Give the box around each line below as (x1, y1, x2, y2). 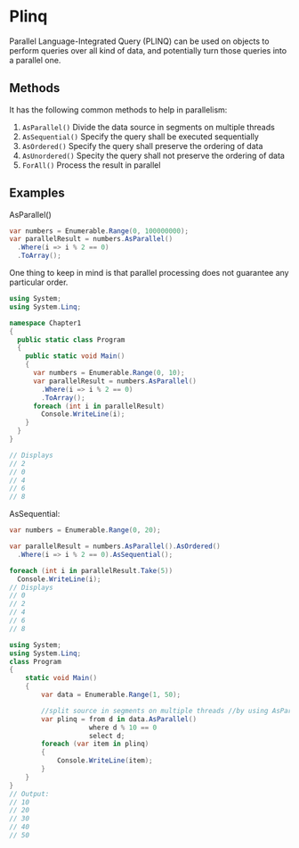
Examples (9, 186, 65, 201)
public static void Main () (25, 352, 125, 361)
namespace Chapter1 (9, 319, 82, 328)
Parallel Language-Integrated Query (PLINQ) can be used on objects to (9, 36, 270, 46)
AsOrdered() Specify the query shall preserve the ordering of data (21, 140, 263, 151)
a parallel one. (9, 54, 61, 65)
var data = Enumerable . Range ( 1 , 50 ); (41, 690, 181, 700)
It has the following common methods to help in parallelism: (9, 104, 228, 115)
